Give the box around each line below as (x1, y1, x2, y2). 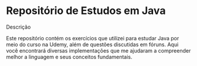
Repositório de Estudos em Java (6, 4, 166, 18)
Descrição (6, 23, 31, 30)
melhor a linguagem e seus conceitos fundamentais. (6, 53, 133, 60)
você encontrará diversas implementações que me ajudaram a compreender (6, 47, 191, 54)
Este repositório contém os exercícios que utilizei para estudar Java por (6, 34, 179, 41)
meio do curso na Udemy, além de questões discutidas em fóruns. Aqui (6, 41, 179, 48)
